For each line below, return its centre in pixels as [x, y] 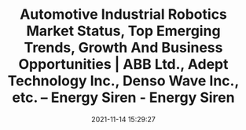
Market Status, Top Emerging [123, 31]
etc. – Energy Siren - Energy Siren [123, 97]
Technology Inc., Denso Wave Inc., [123, 81]
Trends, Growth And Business [123, 48]
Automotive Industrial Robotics [123, 14]
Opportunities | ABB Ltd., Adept [123, 65]
